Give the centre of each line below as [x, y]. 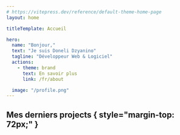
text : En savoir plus [50, 74]
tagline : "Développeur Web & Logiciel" [62, 57]
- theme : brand [36, 67]
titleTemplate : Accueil [36, 29]
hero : [13, 40]
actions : [23, 62]
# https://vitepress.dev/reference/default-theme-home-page [84, 12]
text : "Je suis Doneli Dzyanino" [54, 51]
